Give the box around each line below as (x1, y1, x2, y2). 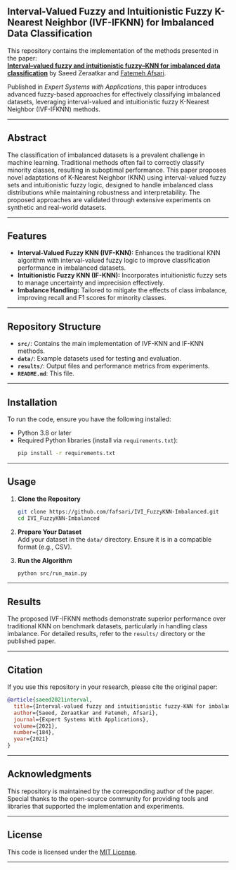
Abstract (7, 132, 47, 144)
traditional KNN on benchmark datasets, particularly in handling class (7, 622, 208, 630)
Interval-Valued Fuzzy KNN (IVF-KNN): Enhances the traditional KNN (17, 249, 221, 257)
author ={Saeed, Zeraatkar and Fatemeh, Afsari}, (13, 709, 159, 716)
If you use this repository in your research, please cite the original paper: (7, 683, 218, 691)
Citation (7, 664, 44, 676)
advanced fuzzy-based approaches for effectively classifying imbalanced (7, 89, 221, 98)
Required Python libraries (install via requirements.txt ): (17, 436, 178, 445)
